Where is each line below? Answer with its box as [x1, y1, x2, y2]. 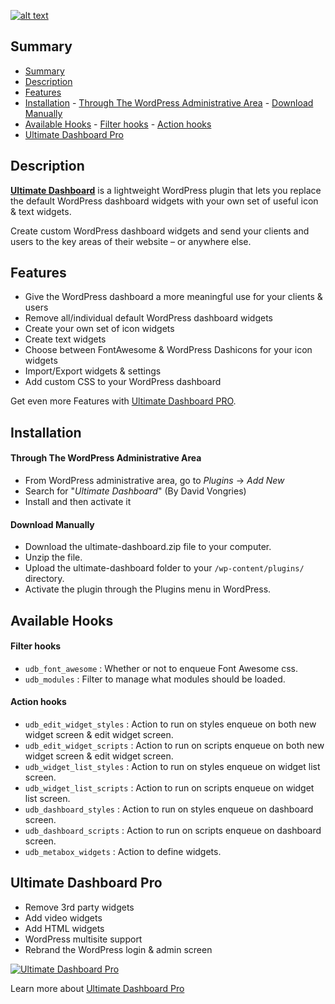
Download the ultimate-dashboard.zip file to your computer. [24, 541, 272, 553]
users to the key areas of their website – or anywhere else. [10, 235, 252, 247]
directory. [24, 573, 65, 585]
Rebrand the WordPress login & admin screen [24, 943, 213, 955]
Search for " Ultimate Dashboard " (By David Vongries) [24, 485, 247, 497]
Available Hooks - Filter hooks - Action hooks [24, 118, 212, 130]
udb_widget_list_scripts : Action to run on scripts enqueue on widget [24, 782, 315, 794]
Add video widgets [24, 911, 103, 924]
